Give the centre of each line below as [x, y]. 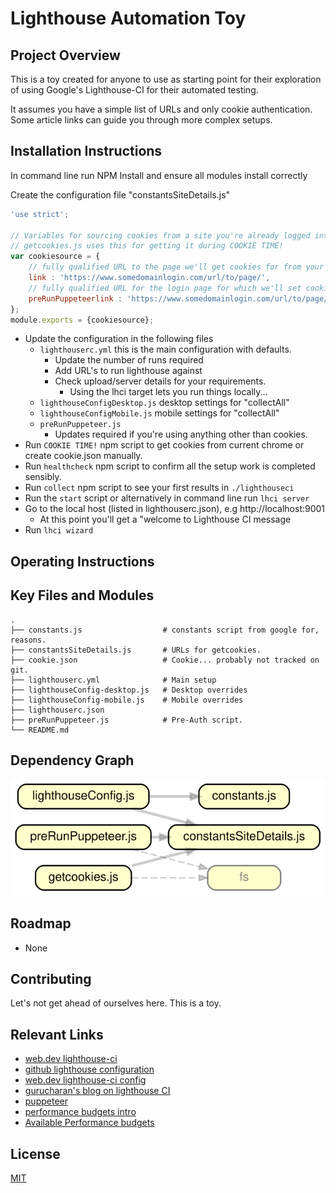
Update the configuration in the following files [119, 339]
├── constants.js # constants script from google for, [165, 630]
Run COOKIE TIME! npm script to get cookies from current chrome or [164, 445]
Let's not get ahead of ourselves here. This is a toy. [116, 1003]
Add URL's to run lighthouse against [128, 371]
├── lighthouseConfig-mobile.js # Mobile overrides [127, 700]
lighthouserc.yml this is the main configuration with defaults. [165, 349]
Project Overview [65, 55]
